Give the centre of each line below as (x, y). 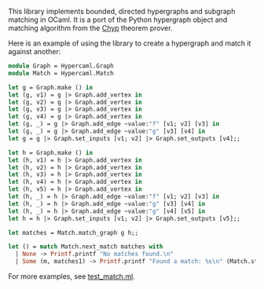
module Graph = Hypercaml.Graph (61, 66)
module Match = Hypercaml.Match (61, 73)
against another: (35, 51)
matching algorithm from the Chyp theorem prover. (90, 28)
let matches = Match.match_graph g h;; (73, 232)
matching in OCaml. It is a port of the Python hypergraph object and (118, 20)
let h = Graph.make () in (50, 152)
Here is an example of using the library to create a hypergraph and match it (130, 43)
